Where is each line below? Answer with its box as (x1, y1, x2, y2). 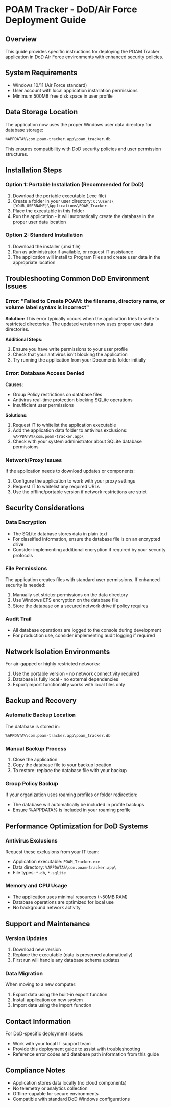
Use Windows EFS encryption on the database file (12, 597, 118, 603)
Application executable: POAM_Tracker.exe (12, 858, 101, 864)
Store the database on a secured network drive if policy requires (12, 603, 149, 609)
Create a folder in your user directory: (12, 198, 92, 204)
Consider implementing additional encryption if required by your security (12, 546, 166, 552)
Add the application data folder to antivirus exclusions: (12, 427, 128, 434)
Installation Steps (5, 166, 62, 175)
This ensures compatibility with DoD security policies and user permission (5, 146, 161, 152)
